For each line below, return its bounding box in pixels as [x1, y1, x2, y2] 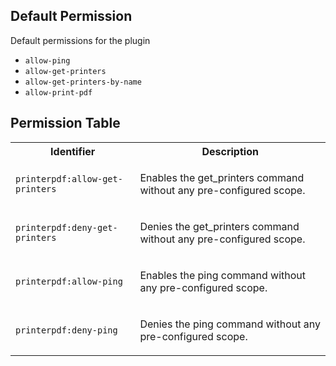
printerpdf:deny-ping [15, 324, 118, 336]
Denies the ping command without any [139, 317, 321, 331]
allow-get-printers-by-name [24, 77, 142, 87]
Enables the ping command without [139, 268, 306, 282]
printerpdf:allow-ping [15, 275, 123, 287]
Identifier [50, 144, 96, 158]
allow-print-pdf [24, 87, 93, 98]
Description [201, 144, 259, 158]
